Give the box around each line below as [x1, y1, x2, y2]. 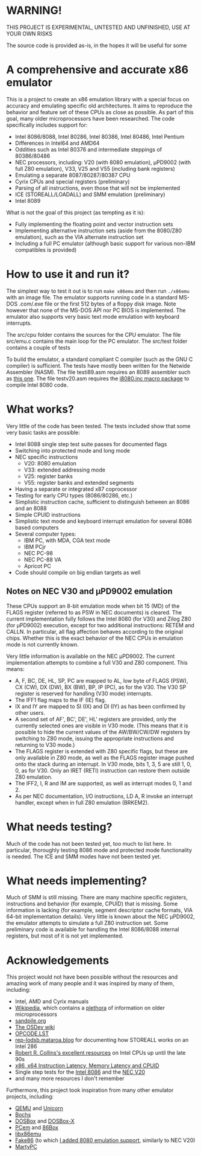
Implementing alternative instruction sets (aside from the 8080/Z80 [14, 227, 182, 234]
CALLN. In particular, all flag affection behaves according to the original [6, 628, 184, 635]
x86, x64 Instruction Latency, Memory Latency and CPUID [14, 1062, 159, 1069]
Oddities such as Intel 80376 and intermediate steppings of [14, 145, 162, 153]
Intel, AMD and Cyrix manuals [14, 998, 89, 1005]
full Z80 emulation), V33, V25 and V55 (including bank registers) [14, 165, 176, 172]
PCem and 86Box [14, 1124, 59, 1131]
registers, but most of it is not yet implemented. [6, 932, 124, 939]
